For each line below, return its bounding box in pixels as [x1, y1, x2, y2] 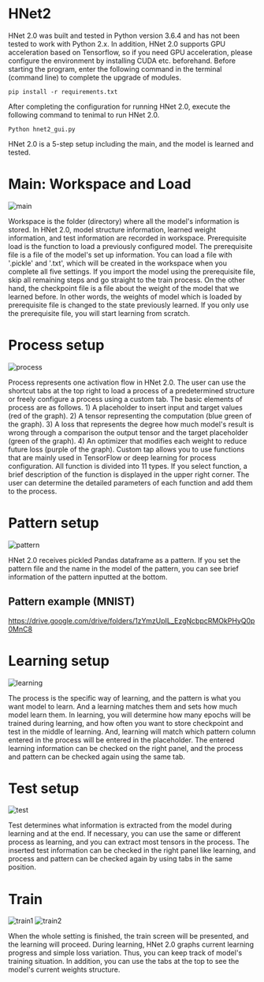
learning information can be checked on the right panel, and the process [8, 743, 244, 753]
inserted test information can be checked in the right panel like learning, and [8, 846, 256, 855]
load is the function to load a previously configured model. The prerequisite [8, 241, 253, 251]
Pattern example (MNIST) [8, 595, 136, 608]
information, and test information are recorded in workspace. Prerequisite [8, 233, 247, 243]
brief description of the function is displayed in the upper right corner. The [8, 470, 250, 479]
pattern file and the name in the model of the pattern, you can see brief [8, 564, 239, 573]
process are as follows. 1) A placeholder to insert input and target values [8, 403, 243, 412]
